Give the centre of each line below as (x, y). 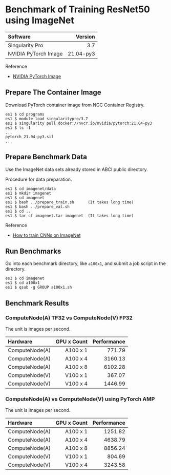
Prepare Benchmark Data (46, 157)
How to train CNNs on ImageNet (47, 235)
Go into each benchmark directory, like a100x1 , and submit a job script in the (86, 263)
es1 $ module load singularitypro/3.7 (47, 119)
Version (85, 36)
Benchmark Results (37, 303)
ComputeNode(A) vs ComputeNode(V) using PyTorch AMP (80, 399)
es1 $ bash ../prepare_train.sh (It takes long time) (70, 202)
